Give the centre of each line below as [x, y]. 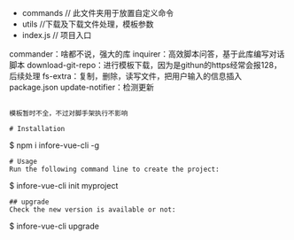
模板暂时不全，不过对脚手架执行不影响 [69, 113]
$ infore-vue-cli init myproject [64, 186]
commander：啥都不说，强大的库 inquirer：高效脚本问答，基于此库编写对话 [147, 54]
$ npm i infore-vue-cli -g [54, 145]
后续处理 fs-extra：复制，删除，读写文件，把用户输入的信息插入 [126, 76]
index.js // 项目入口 [57, 35]
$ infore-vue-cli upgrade [54, 226]
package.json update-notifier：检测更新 [82, 87]
